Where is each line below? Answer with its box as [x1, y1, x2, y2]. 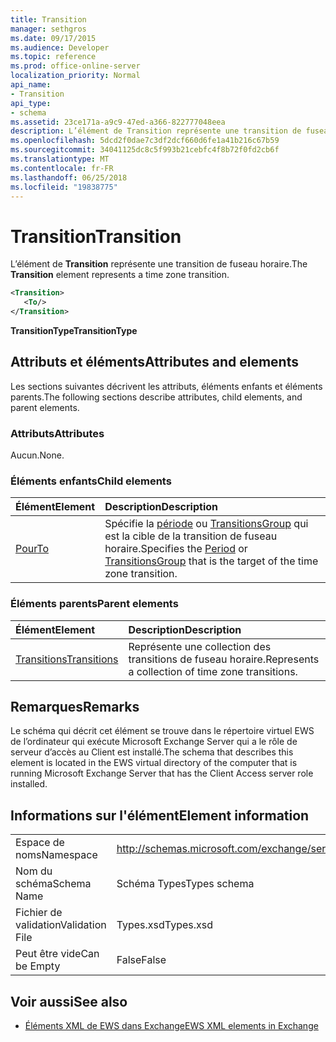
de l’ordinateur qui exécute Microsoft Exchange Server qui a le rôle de [10, 736, 298, 748]
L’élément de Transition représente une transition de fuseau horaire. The [10, 258, 308, 270]
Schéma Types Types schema [116, 877, 255, 891]
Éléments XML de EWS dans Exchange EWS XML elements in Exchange [24, 1020, 319, 1032]
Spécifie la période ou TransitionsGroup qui [104, 517, 309, 531]
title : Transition [10, 14, 87, 25]
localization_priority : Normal [10, 71, 141, 81]
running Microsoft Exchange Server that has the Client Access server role [10, 767, 314, 780]
